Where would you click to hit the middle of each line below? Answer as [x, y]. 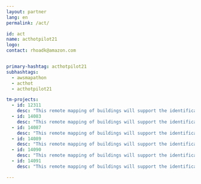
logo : [13, 45]
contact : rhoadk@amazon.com [41, 51]
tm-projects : [22, 99]
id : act [16, 34]
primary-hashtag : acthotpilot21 [46, 67]
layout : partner [26, 12]
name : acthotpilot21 [32, 40]
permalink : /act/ [28, 23]
